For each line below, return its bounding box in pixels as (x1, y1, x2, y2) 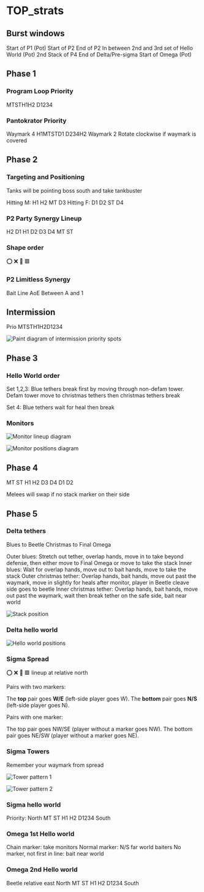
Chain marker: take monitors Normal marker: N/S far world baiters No (6, 844, 181, 851)
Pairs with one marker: (6, 713, 63, 721)
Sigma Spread (6, 655, 49, 663)
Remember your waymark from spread (6, 761, 104, 769)
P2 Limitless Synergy (6, 275, 71, 284)
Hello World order (6, 371, 60, 380)
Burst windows (6, 28, 66, 39)
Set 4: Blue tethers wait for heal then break (6, 404, 115, 411)
